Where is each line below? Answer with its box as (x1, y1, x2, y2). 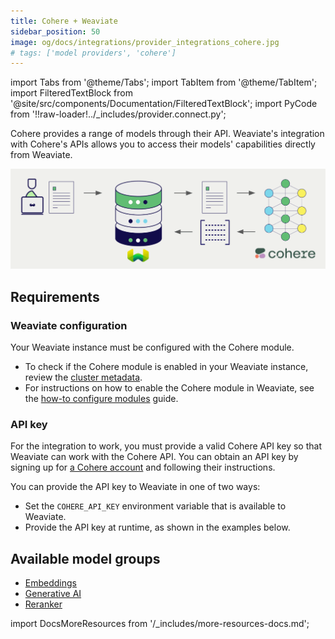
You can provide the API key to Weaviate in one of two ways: (10, 481, 261, 493)
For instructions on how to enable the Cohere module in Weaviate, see (24, 381, 315, 394)
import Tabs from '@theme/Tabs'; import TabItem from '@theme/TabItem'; (10, 76, 318, 89)
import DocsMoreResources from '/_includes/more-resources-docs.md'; (10, 618, 310, 629)
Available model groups (10, 550, 161, 567)
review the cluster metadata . (24, 371, 143, 383)
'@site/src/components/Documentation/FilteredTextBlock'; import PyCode (10, 98, 318, 110)
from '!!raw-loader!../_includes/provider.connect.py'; (10, 108, 227, 120)
